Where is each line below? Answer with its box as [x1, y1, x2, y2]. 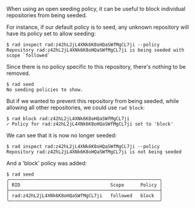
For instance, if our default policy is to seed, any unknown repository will [6, 24, 189, 30]
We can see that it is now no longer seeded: [6, 132, 117, 139]
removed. [6, 70, 31, 77]
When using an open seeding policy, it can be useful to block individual [6, 5, 186, 12]
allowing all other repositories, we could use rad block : [6, 104, 145, 111]
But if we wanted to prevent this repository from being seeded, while [6, 98, 179, 104]
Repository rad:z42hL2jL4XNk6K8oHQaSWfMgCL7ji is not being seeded [6, 149, 182, 155]
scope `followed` [6, 52, 51, 59]
